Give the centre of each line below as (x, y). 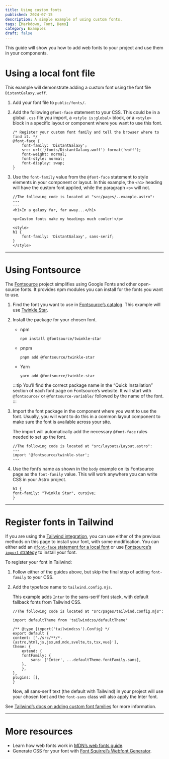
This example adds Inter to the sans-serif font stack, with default (80, 597)
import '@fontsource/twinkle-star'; (51, 455)
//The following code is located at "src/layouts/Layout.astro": (82, 446)
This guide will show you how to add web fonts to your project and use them (84, 48)
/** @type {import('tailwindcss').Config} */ (61, 629)
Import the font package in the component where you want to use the (84, 411)
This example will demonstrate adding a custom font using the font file (78, 87)
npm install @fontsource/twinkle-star (61, 338)
